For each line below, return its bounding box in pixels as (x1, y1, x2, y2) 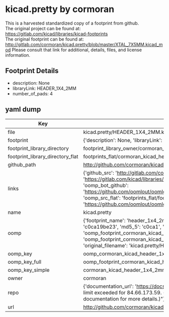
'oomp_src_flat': (82, 194, 121, 201)
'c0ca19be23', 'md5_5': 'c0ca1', (82, 223, 162, 230)
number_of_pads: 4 (12, 90, 53, 96)
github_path (8, 161, 36, 168)
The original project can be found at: (5, 25, 81, 31)
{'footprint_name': (82, 217, 126, 224)
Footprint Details (5, 67, 59, 75)
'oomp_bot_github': (82, 182, 129, 189)
